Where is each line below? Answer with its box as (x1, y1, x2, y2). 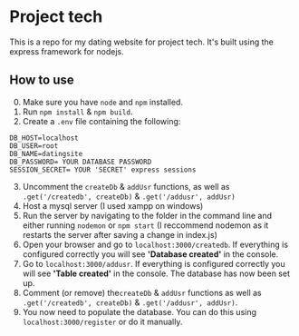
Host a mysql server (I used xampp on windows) (22, 200, 204, 211)
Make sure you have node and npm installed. (22, 96, 184, 107)
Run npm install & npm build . (22, 106, 133, 117)
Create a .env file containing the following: (22, 115, 181, 126)
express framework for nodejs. (9, 45, 124, 56)
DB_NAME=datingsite (9, 149, 83, 158)
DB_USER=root (9, 141, 59, 151)
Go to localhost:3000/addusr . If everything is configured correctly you (22, 258, 285, 269)
